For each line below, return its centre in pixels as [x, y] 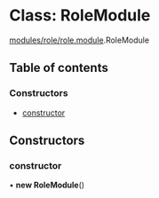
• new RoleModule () [47, 185]
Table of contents [59, 68]
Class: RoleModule [80, 16]
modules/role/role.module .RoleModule [79, 40]
